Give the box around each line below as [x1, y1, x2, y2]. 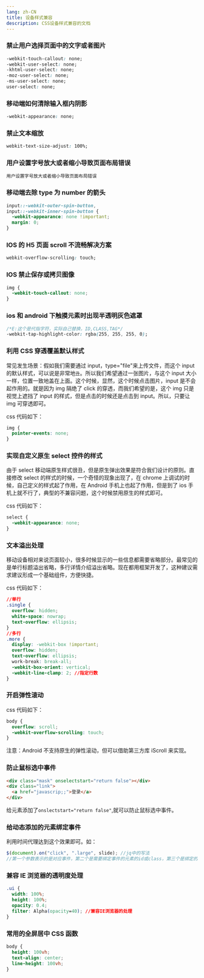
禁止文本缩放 [6, 129, 44, 137]
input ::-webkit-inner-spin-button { [6, 208, 99, 215]
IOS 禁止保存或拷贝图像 [6, 270, 75, 279]
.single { [6, 602, 32, 608]
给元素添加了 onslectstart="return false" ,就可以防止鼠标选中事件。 [6, 807, 177, 814]
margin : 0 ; [12, 219, 39, 226]
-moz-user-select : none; [6, 72, 69, 79]
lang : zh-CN [6, 9, 36, 15]
